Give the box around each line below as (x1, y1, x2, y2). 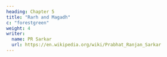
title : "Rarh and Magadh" (6, 14, 70, 20)
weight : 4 (6, 25, 31, 31)
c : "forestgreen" (6, 20, 50, 26)
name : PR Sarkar (11, 36, 52, 42)
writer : (6, 31, 26, 37)
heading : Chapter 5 (6, 8, 55, 15)
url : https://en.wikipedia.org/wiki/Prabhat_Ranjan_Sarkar (11, 42, 162, 48)
